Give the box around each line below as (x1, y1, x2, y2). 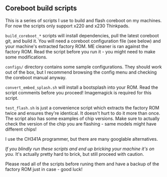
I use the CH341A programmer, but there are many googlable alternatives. (5, 136, 158, 142)
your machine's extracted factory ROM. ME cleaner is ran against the (5, 43, 148, 49)
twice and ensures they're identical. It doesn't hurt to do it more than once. (5, 110, 160, 116)
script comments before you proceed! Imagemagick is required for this (5, 89, 152, 95)
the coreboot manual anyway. (5, 74, 67, 80)
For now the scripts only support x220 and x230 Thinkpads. (5, 23, 130, 29)
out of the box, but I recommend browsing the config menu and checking (5, 69, 157, 75)
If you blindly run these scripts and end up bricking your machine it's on (5, 146, 155, 152)
